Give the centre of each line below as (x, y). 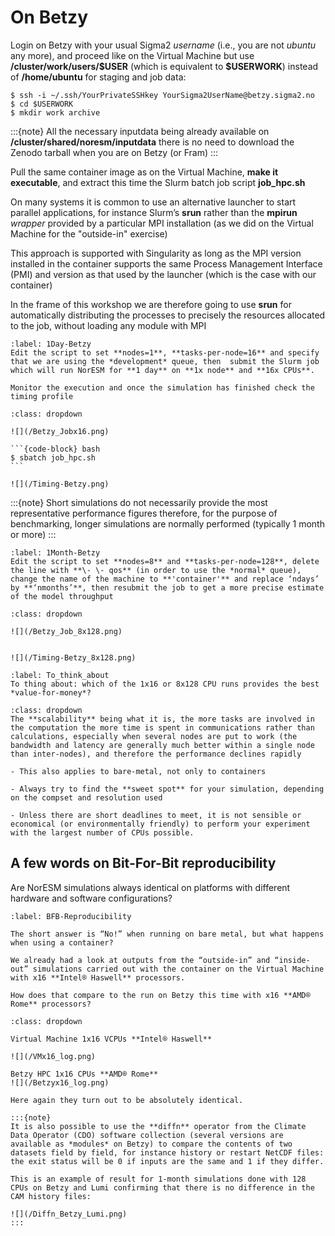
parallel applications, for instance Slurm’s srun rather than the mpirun (154, 212)
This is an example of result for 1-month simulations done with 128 (158, 1179)
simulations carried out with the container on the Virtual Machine (178, 969)
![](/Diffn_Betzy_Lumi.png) (69, 1214)
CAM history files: (51, 1196)
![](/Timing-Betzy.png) (60, 484)
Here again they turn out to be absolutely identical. (127, 1100)
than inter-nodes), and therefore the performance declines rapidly (156, 754)
